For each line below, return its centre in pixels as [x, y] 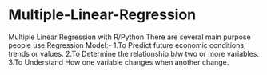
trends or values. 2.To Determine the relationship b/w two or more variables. [134, 53]
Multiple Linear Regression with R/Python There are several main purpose [130, 37]
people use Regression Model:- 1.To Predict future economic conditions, [127, 45]
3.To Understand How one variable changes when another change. [119, 62]
